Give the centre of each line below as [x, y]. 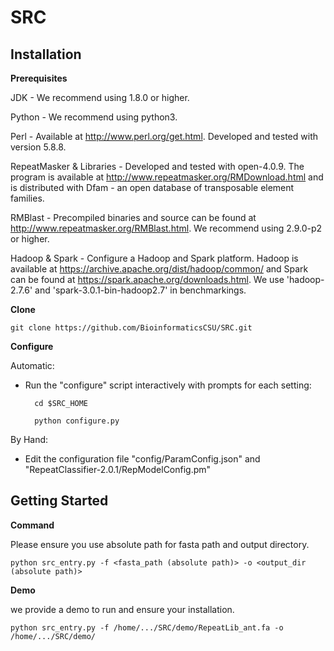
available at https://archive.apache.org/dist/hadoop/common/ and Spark [159, 269]
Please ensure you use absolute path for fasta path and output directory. [160, 544]
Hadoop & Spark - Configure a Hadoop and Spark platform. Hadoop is [154, 258]
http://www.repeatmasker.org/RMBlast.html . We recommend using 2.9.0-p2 [166, 228]
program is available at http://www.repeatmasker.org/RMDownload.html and [167, 177]
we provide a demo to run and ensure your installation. [122, 609]
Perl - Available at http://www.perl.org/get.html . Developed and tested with [164, 136]
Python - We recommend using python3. [94, 117]
